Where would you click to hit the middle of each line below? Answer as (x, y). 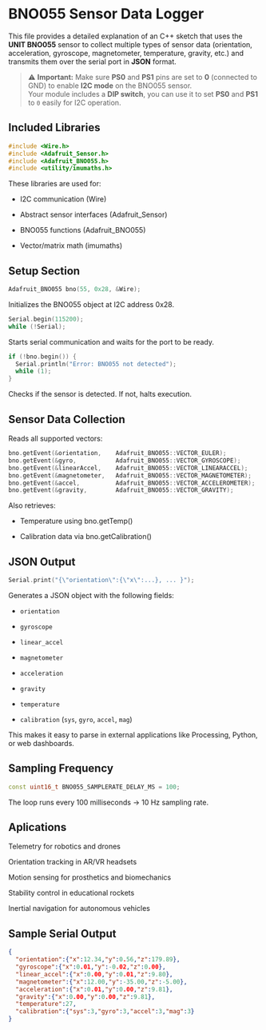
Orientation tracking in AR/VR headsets (73, 862)
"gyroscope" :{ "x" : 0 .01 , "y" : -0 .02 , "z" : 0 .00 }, (91, 967)
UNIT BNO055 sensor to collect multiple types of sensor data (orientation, (131, 44)
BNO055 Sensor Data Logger (106, 14)
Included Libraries (54, 128)
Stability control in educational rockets (71, 893)
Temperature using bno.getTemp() (76, 521)
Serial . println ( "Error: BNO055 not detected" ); (96, 364)
